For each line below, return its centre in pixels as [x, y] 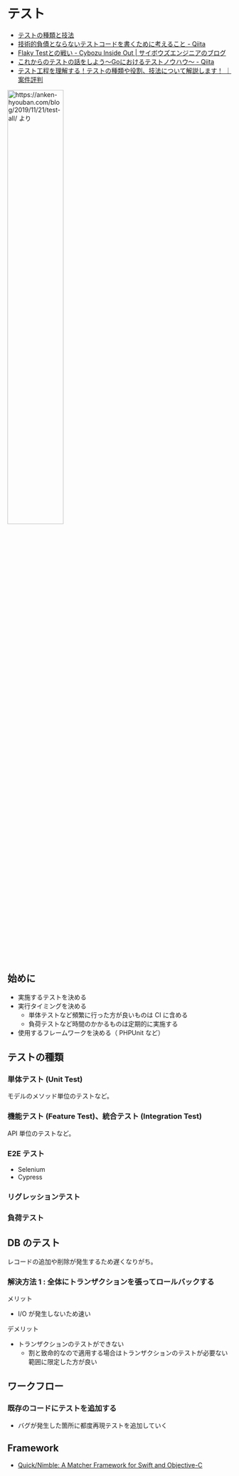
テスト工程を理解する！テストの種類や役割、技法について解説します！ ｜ [124, 71]
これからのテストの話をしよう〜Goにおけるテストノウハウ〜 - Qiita [116, 61]
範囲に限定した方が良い [63, 1361]
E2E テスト [26, 1153]
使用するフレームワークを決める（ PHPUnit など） [91, 1032]
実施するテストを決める [52, 997]
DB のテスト [34, 1243]
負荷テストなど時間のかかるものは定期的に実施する [103, 1024]
